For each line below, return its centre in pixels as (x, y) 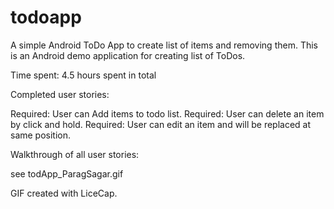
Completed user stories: (60, 94)
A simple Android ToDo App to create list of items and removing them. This (164, 45)
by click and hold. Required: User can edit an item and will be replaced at (161, 124)
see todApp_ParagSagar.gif (67, 173)
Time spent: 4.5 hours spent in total (83, 75)
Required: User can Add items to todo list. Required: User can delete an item (167, 113)
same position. (41, 135)
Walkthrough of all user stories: (75, 154)
